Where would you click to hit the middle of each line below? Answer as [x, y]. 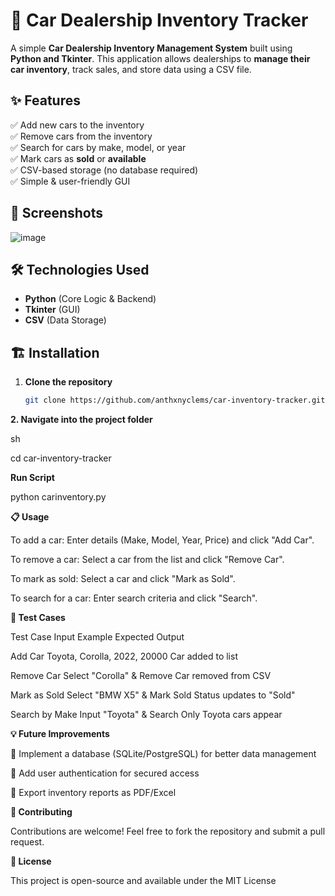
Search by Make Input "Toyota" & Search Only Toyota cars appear [146, 715]
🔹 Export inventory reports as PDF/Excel [93, 793]
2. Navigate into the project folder [81, 420]
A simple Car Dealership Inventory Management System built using [151, 48]
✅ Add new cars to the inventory [77, 125]
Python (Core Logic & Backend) [90, 299]
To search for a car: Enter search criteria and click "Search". [134, 598]
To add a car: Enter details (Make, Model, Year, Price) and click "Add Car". [162, 540]
